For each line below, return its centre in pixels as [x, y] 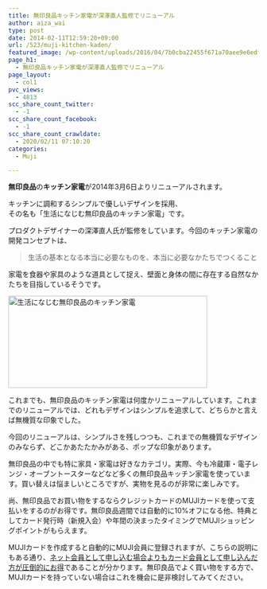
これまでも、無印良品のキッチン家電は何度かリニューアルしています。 [122, 400]
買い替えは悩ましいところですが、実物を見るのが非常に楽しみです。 [132, 484]
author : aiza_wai [37, 23]
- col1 [26, 82]
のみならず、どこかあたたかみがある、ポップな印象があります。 [112, 447]
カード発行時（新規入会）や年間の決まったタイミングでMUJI [121, 521]
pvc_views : [26, 90]
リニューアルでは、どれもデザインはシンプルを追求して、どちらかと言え [140, 410]
